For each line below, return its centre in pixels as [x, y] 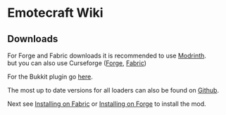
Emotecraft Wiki [55, 13]
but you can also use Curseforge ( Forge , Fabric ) [77, 63]
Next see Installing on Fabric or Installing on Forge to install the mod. [107, 104]
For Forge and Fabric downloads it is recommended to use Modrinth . [107, 55]
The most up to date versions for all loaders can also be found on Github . [113, 90]
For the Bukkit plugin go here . [50, 76]
